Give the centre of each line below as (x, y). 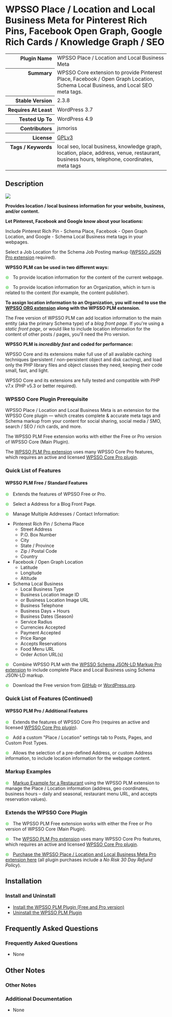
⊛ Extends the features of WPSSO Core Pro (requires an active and (78, 722)
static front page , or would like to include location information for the (78, 328)
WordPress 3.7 (75, 110)
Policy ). (13, 865)
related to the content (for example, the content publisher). (67, 293)
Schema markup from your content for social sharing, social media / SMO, (83, 421)
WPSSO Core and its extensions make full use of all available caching (79, 354)
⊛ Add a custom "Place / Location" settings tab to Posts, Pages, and (79, 738)
